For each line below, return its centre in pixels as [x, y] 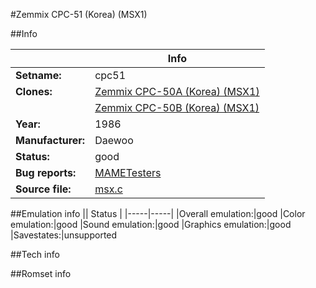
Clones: [34, 91]
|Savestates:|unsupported [64, 235]
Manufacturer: [50, 140]
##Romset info [41, 273]
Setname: [38, 75]
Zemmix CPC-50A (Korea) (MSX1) [177, 91]
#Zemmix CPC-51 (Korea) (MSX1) [79, 14]
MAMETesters [128, 172]
